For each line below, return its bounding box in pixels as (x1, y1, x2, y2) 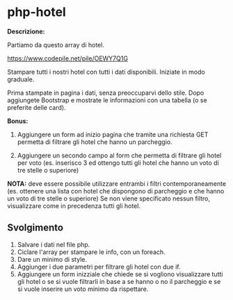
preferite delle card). (7, 103, 66, 111)
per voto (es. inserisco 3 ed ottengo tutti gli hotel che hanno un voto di (17, 158, 219, 167)
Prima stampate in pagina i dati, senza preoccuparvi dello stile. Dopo (7, 88, 204, 97)
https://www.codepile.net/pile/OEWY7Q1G (7, 54, 129, 63)
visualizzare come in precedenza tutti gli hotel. (7, 201, 141, 210)
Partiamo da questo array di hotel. (7, 40, 104, 49)
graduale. (7, 74, 35, 84)
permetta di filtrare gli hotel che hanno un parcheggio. (17, 137, 172, 146)
